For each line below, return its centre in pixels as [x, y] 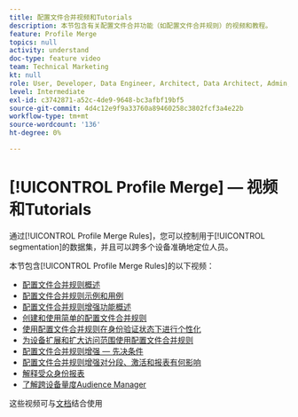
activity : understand [49, 51]
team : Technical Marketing [59, 67]
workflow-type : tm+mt [49, 116]
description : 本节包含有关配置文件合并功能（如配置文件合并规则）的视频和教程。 [141, 26]
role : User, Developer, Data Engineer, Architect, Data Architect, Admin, [150, 83]
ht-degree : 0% [35, 133]
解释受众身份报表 [53, 373]
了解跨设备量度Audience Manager [84, 384]
